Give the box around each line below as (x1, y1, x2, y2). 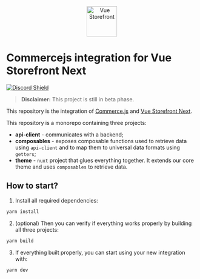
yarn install (6, 209, 39, 215)
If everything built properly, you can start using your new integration (15, 249, 186, 256)
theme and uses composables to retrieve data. (15, 163, 128, 170)
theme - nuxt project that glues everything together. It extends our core (15, 156, 194, 164)
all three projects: (15, 226, 59, 233)
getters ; (15, 150, 36, 157)
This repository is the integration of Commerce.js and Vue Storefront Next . (6, 107, 193, 115)
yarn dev (6, 267, 28, 273)
